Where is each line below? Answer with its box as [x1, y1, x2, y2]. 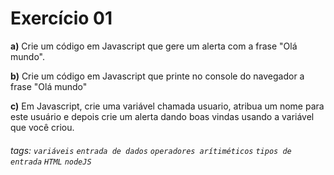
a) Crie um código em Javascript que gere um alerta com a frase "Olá [10, 40, 298, 52]
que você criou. [10, 121, 75, 133]
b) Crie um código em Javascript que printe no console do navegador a [10, 70, 305, 82]
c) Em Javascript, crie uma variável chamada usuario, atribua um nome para [10, 100, 325, 112]
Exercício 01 [10, 7, 113, 30]
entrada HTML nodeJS [10, 157, 92, 167]
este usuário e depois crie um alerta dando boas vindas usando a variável [10, 110, 315, 122]
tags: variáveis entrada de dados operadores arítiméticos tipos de [10, 144, 292, 156]
